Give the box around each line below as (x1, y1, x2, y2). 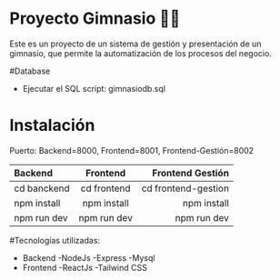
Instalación (9, 115, 95, 135)
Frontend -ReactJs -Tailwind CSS (22, 262, 147, 273)
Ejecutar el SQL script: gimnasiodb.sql (22, 83, 166, 94)
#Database (9, 65, 51, 76)
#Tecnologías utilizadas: (9, 235, 101, 245)
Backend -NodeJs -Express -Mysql (22, 252, 155, 263)
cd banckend (14, 182, 70, 195)
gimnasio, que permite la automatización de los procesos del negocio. (9, 47, 273, 58)
